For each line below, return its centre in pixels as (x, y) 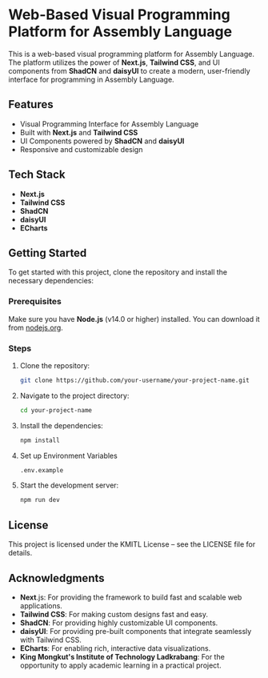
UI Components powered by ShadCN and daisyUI (102, 141)
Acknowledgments (57, 578)
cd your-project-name (56, 410)
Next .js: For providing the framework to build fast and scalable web (131, 597)
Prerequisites (35, 302)
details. (20, 553)
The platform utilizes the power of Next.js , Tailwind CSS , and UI (114, 62)
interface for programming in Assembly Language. (91, 79)
